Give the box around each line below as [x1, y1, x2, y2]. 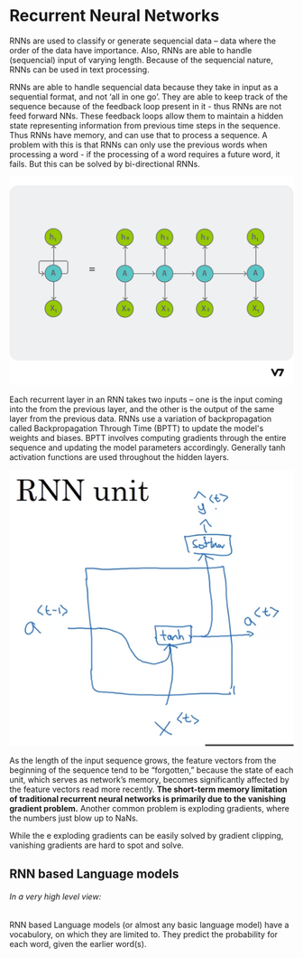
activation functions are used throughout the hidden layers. [9, 451, 230, 462]
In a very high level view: [9, 891, 102, 902]
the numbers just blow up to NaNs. [9, 812, 139, 823]
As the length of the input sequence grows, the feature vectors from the [9, 756, 277, 766]
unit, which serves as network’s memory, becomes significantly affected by [9, 775, 290, 785]
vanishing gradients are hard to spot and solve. [9, 840, 185, 850]
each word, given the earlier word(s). [9, 938, 147, 949]
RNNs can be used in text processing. [9, 64, 151, 75]
